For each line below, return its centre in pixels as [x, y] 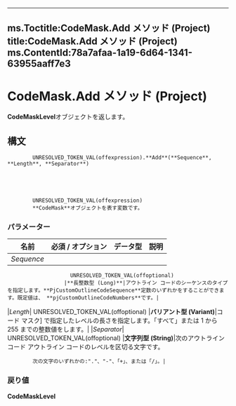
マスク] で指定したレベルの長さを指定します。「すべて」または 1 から [119, 320]
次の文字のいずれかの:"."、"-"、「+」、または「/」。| [99, 362]
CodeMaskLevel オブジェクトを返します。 [68, 117]
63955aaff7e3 [39, 64]
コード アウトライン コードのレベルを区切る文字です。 [86, 347]
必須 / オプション [79, 247]
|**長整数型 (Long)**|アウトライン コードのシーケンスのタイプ [146, 283]
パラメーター [29, 227]
